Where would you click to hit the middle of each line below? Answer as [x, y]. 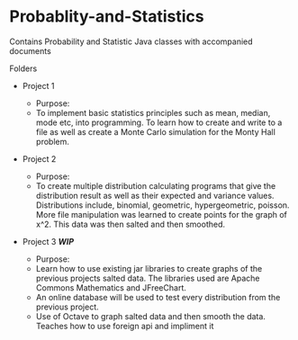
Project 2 [39, 158]
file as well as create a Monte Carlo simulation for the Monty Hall [156, 131]
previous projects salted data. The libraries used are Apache [148, 278]
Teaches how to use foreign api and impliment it [125, 326]
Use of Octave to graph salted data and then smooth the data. [150, 316]
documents [30, 50]
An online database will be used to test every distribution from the [158, 297]
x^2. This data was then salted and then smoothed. [131, 224]
